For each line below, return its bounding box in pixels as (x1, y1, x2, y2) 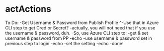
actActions (5, 3, 51, 15)
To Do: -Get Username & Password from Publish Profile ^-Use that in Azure (5, 20, 159, 25)
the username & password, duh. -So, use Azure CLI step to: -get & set (5, 30, 148, 36)
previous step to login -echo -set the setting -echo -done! (5, 40, 124, 46)
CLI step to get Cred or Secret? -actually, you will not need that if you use (5, 25, 156, 30)
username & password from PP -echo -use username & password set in (5, 35, 153, 41)
